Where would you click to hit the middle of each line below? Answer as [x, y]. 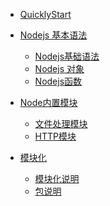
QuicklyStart [45, 14]
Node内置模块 [48, 102]
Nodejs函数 [58, 81]
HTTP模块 [55, 136]
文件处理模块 [61, 123]
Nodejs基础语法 [67, 56]
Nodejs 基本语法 [53, 35]
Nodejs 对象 [59, 68]
